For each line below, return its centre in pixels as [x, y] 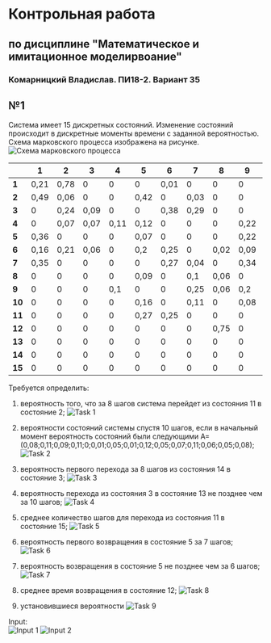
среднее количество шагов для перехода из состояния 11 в [122, 518]
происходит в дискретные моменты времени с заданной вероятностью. [134, 133]
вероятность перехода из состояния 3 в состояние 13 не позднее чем [141, 494]
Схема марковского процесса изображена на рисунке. [104, 142]
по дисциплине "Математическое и [104, 44]
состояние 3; [43, 478]
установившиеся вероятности [72, 606]
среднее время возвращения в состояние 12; [98, 590]
